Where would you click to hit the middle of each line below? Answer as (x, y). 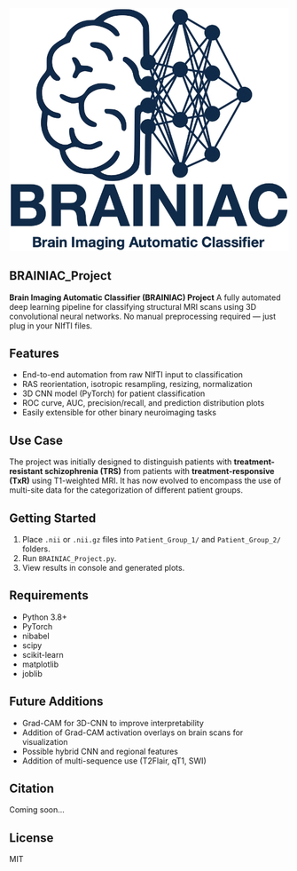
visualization (45, 741)
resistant (26, 471)
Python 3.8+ (45, 617)
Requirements (49, 595)
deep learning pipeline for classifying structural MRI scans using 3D (133, 306)
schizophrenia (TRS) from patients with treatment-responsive (159, 471)
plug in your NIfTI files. (51, 325)
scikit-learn (43, 654)
